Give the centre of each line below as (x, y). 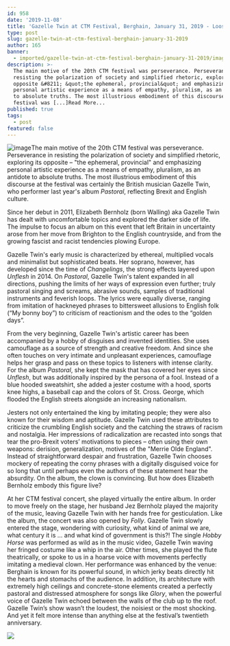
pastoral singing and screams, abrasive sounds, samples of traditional (106, 291)
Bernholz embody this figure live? (54, 485)
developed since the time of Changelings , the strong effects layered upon (111, 269)
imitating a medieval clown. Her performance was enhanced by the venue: (112, 564)
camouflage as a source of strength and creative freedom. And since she (110, 348)
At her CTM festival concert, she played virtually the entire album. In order (112, 499)
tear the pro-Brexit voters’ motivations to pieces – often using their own (107, 442)
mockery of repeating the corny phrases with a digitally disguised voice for (113, 463)
